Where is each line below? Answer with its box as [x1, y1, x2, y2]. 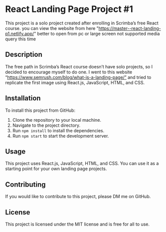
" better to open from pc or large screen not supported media [34, 30, 160, 36]
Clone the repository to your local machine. [12, 117, 101, 123]
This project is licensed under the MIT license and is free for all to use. [5, 221, 150, 227]
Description [5, 50, 42, 59]
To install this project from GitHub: [5, 107, 76, 113]
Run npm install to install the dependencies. [12, 127, 105, 133]
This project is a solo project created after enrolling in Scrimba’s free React [5, 20, 159, 26]
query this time [5, 36, 36, 42]
